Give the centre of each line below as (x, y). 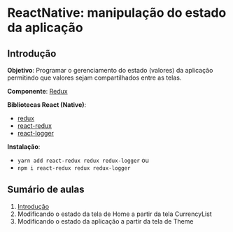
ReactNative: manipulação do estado (117, 13)
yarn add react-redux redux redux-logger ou (83, 160)
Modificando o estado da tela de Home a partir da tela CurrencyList (114, 214)
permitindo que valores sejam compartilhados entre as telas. (94, 78)
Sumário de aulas (46, 190)
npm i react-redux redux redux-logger (74, 168)
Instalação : (24, 147)
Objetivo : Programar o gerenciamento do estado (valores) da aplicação (110, 70)
